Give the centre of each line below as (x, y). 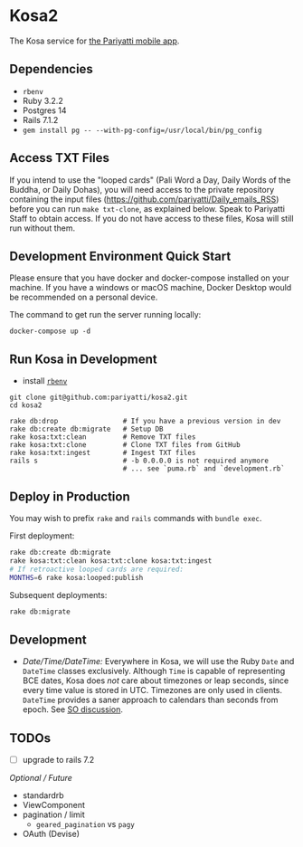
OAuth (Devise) (51, 834)
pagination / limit (54, 814)
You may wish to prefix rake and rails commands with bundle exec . (136, 518)
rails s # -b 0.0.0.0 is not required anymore (139, 461)
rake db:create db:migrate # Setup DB (87, 429)
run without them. (42, 228)
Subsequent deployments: (58, 595)
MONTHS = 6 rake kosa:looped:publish (76, 577)
